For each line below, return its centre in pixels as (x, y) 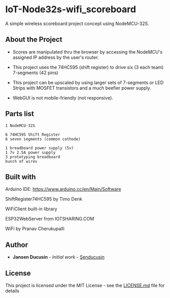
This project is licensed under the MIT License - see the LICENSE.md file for (85, 285)
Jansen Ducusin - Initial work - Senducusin (59, 257)
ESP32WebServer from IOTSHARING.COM (50, 219)
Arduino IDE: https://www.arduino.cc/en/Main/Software (63, 189)
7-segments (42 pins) (35, 72)
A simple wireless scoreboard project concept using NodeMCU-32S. (77, 23)
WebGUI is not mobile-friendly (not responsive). (63, 97)
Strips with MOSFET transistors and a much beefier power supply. (82, 88)
